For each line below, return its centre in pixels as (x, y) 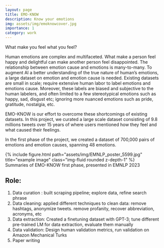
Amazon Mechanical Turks (40, 235)
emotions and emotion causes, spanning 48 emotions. (61, 145)
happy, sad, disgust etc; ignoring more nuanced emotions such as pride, (79, 99)
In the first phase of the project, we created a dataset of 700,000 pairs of (80, 139)
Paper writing (26, 240)
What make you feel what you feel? (41, 47)
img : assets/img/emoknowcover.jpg (41, 24)
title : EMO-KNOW (22, 14)
